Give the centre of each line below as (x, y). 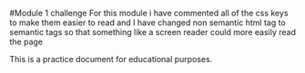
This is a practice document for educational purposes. (111, 59)
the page (26, 41)
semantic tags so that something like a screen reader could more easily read (152, 32)
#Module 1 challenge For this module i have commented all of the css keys (149, 13)
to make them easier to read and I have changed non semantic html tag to (148, 23)
